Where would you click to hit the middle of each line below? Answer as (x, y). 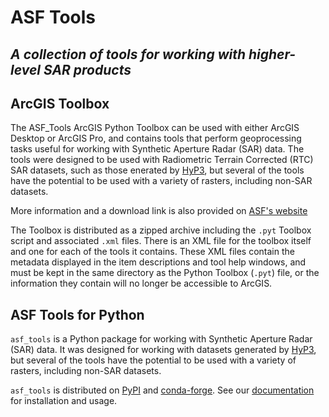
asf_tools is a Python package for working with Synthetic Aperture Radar (161, 339)
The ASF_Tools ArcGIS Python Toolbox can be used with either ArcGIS (155, 128)
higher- (272, 54)
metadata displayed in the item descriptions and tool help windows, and (158, 262)
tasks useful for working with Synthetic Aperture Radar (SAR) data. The (157, 149)
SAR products (87, 69)
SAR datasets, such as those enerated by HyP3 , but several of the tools (157, 170)
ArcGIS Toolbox (60, 103)
